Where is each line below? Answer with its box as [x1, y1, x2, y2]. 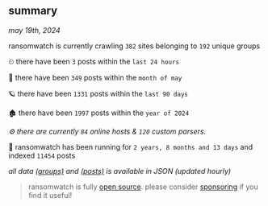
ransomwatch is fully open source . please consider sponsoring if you [27, 182, 258, 192]
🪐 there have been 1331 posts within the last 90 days [8, 89, 188, 98]
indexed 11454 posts [8, 150, 76, 160]
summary [8, 4, 58, 18]
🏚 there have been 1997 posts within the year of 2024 [8, 108, 190, 117]
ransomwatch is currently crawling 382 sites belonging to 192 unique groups [8, 41, 261, 51]
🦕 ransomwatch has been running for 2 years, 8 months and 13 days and [8, 142, 253, 151]
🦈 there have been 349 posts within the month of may [8, 72, 182, 82]
